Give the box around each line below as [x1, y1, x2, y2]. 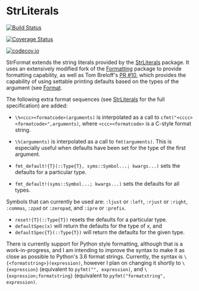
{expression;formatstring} [6, 273, 73, 279]
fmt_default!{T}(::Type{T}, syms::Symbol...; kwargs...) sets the [14, 162, 181, 169]
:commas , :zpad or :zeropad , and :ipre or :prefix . [6, 204, 126, 212]
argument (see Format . [6, 84, 63, 91]
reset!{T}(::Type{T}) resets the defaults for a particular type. [14, 216, 168, 223]
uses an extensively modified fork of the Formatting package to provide [6, 65, 182, 72]
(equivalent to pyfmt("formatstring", [74, 272, 166, 279]
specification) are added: [6, 102, 68, 109]
